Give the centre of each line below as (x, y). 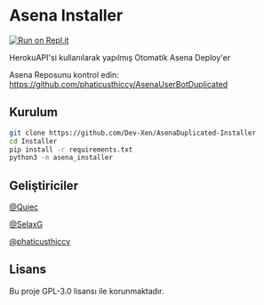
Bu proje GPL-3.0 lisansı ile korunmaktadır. (87, 291)
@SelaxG (26, 225)
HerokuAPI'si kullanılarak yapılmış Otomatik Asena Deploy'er (120, 57)
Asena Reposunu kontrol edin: (64, 74)
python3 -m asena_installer (61, 158)
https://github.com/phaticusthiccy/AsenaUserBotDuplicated (119, 84)
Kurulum (34, 112)
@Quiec (24, 207)
